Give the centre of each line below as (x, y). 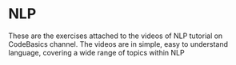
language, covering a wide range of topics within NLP (97, 52)
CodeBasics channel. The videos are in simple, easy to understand (118, 44)
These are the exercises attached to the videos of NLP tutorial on (116, 36)
